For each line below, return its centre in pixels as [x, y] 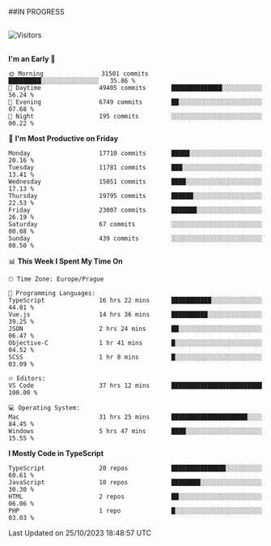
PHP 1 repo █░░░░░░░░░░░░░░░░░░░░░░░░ [135, 510]
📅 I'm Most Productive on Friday [64, 138]
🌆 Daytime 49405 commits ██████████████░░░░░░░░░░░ [135, 88]
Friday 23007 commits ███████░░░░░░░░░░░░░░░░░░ [135, 210]
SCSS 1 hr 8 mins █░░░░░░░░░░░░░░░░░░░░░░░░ [135, 357]
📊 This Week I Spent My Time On [66, 261]
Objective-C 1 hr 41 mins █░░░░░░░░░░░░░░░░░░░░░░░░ [135, 343]
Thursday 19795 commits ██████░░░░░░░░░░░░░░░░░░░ [135, 196]
